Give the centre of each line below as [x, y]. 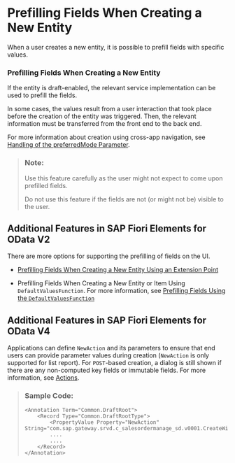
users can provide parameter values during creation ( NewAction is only [108, 355]
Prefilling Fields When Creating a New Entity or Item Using [101, 283]
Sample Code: [49, 396]
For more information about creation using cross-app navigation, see [106, 137]
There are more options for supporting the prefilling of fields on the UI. [109, 256]
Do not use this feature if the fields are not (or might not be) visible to [124, 199]
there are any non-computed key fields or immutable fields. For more [107, 370]
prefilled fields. [46, 185]
